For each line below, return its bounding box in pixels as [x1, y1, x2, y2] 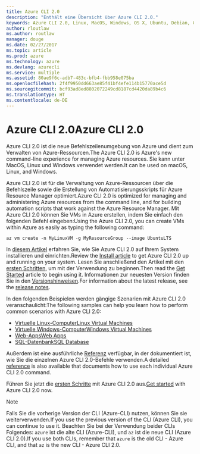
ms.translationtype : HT [6, 92, 65, 98]
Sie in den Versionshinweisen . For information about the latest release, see [6, 277, 188, 284]
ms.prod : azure [6, 53, 44, 59]
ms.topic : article [6, 48, 52, 54]
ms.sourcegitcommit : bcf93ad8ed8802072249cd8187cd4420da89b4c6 [6, 86, 167, 92]
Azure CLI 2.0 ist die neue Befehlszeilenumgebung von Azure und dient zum [6, 142, 193, 149]
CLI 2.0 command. [6, 368, 52, 375]
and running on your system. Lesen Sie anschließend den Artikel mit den [6, 258, 185, 265]
